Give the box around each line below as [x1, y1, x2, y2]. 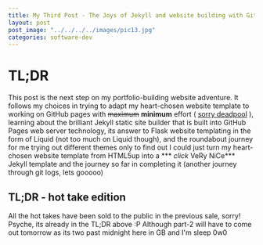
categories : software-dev [8, 33, 92, 41]
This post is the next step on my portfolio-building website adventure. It [8, 93, 239, 103]
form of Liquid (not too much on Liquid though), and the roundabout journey [8, 135, 254, 144]
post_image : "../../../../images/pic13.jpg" [8, 26, 156, 34]
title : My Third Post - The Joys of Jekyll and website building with [8, 11, 243, 20]
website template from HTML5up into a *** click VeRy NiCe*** [34, 151, 236, 160]
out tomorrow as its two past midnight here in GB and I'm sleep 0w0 [8, 228, 228, 237]
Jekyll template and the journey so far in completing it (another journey [8, 160, 237, 169]
